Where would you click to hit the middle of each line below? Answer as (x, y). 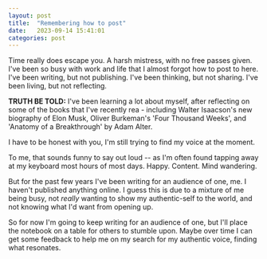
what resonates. (35, 248)
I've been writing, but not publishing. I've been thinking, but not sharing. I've (133, 77)
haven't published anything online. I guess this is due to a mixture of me (126, 190)
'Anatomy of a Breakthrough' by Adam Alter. (80, 127)
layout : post (30, 16)
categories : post (37, 38)
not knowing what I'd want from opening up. (81, 207)
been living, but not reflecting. (58, 86)
